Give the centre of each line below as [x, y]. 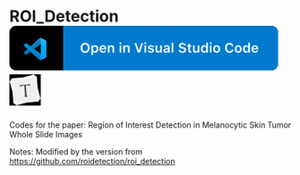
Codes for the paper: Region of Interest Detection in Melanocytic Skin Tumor [150, 125]
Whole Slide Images [46, 135]
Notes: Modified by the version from [76, 152]
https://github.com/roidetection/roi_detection [92, 162]
